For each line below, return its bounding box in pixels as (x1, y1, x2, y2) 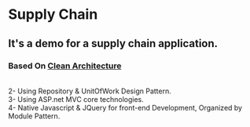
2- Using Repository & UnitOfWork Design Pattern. (8, 86, 171, 96)
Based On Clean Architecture (8, 60, 122, 71)
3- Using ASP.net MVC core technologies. (8, 94, 144, 103)
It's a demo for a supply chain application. (8, 37, 219, 50)
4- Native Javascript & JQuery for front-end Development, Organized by (8, 103, 242, 112)
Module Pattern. (8, 111, 61, 121)
